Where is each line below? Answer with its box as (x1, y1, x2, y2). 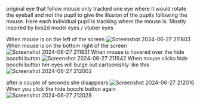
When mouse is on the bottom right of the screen (6, 42, 127, 49)
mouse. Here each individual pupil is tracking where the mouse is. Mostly (6, 18, 186, 25)
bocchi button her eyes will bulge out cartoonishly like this (6, 61, 149, 68)
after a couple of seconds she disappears (6, 79, 109, 86)
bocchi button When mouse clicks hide (6, 55, 188, 62)
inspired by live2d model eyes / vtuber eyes (6, 24, 113, 31)
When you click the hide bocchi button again (6, 85, 116, 92)
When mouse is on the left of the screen (6, 36, 105, 42)
